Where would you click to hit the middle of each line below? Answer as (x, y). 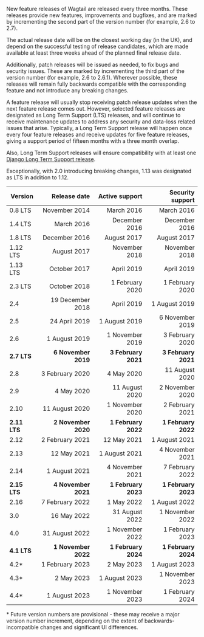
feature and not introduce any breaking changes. (67, 90)
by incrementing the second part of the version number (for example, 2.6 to (101, 22)
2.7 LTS (20, 356)
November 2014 (66, 210)
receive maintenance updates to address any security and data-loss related (101, 122)
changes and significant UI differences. (89, 627)
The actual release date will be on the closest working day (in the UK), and (99, 40)
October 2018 (70, 286)
